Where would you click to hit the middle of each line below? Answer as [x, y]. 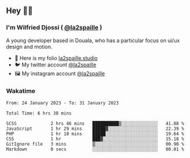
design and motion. [29, 46]
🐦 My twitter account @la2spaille [55, 65]
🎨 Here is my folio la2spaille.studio [56, 58]
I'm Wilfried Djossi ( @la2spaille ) [54, 28]
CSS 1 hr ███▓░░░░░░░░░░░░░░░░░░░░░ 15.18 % [95, 139]
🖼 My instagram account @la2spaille [60, 73]
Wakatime [21, 90]
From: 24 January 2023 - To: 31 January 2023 [62, 103]
